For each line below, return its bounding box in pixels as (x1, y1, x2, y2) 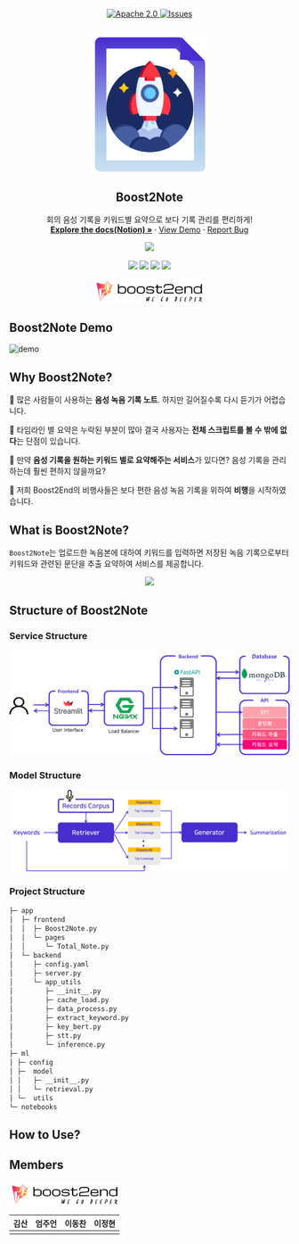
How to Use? (9, 1127, 81, 1142)
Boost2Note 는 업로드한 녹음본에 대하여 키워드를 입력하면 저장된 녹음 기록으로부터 (9, 547, 289, 558)
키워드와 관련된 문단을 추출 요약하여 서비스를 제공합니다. (9, 558, 205, 568)
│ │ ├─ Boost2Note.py (9, 925, 98, 933)
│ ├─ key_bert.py (9, 1023, 101, 1032)
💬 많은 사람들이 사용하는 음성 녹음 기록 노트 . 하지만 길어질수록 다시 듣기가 (9, 394, 263, 405)
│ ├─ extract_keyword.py (9, 1014, 129, 1023)
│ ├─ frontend (9, 916, 66, 925)
